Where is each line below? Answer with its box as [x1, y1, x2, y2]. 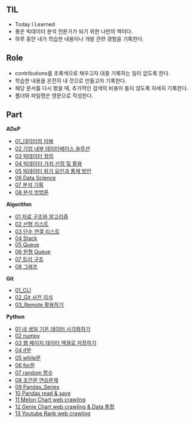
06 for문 [14, 361, 35, 369]
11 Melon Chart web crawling [14, 396, 86, 403]
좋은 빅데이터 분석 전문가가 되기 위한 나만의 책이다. [14, 27, 133, 35]
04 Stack [14, 235, 38, 242]
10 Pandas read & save [14, 390, 71, 397]
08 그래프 [14, 263, 38, 271]
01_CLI [14, 287, 32, 294]
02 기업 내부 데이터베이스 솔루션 [14, 145, 91, 152]
